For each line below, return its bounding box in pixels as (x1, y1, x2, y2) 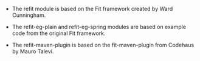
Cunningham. (12, 11, 46, 19)
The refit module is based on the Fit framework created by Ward (12, 5, 173, 12)
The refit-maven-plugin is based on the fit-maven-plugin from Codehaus (12, 42, 195, 48)
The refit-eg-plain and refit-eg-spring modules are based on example (12, 24, 187, 30)
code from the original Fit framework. (12, 30, 106, 37)
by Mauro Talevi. (12, 48, 54, 55)
